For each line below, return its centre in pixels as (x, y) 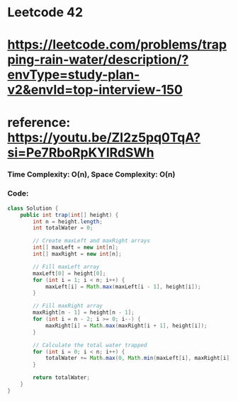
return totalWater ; (62, 378)
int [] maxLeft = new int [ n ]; (76, 248)
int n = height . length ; (68, 221)
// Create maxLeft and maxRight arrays (92, 241)
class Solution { (33, 208)
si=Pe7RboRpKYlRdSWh (81, 152)
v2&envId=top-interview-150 (95, 90)
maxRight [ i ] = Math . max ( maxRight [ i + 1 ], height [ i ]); (126, 326)
